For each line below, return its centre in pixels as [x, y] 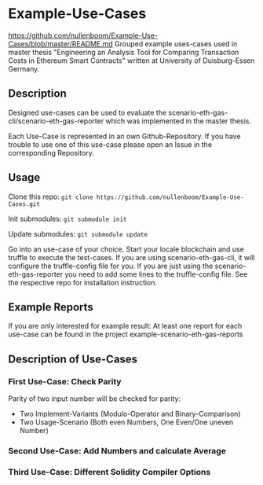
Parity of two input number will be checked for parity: [95, 399]
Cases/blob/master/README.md [61, 43]
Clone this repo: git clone [51, 197]
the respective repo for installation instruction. [83, 282]
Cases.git [24, 204]
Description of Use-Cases [73, 359]
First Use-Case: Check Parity [65, 381]
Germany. [24, 68]
